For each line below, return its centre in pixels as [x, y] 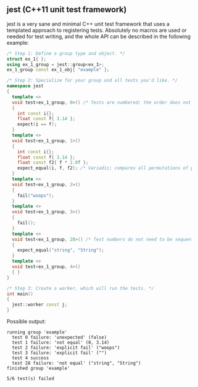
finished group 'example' [38, 368]
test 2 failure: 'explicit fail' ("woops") [66, 348]
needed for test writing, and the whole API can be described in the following [99, 36]
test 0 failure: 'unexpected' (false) [60, 338]
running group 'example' [37, 332]
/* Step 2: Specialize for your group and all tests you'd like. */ [92, 81]
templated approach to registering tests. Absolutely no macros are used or [97, 30]
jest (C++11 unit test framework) [67, 10]
